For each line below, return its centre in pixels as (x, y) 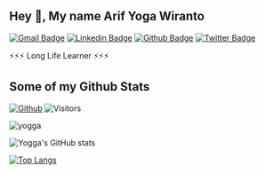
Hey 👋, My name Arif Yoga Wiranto (107, 16)
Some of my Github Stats (80, 87)
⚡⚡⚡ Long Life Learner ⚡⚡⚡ (59, 55)
